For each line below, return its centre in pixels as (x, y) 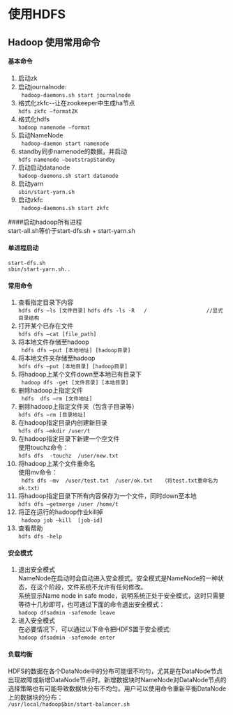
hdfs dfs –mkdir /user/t (54, 431)
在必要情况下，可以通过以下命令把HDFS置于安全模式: (95, 629)
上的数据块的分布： (36, 697)
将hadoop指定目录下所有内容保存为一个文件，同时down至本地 (107, 496)
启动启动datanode (44, 167)
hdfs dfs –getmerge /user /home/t (68, 504)
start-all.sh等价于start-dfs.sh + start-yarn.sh (72, 230)
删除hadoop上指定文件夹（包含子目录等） (78, 407)
